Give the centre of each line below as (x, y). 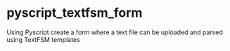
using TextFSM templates (43, 39)
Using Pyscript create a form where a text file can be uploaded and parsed (115, 32)
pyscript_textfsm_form (75, 13)
